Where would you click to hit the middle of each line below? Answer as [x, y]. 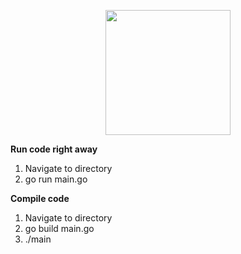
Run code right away [54, 149]
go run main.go [56, 179]
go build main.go [59, 228]
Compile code [40, 198]
